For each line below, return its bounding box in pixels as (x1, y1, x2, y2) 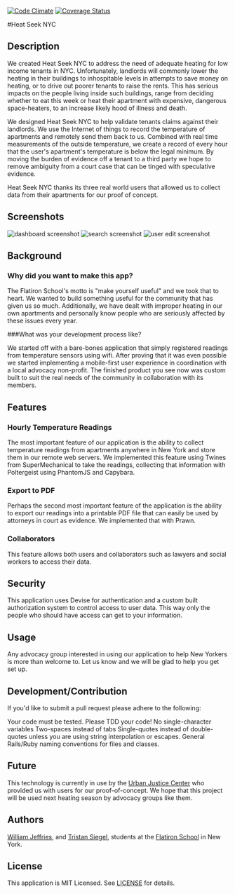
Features (7, 401, 47, 413)
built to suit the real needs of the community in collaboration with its (7, 374, 203, 382)
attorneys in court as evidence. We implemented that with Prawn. (7, 516, 196, 525)
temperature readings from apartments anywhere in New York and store (7, 446, 216, 454)
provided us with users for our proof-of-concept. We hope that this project (7, 786, 223, 794)
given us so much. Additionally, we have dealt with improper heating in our (7, 302, 223, 310)
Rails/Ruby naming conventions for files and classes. (7, 740, 160, 748)
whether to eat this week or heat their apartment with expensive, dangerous (7, 96, 227, 104)
